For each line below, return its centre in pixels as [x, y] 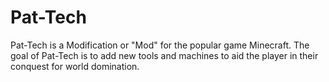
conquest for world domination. [75, 66]
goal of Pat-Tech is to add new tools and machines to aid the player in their [164, 55]
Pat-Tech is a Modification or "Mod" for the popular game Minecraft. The [160, 45]
